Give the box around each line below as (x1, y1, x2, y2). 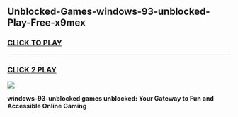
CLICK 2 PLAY (7, 65, 57, 74)
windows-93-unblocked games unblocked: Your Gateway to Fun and (7, 94, 215, 102)
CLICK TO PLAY (7, 38, 62, 48)
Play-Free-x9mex (7, 17, 86, 29)
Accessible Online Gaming (7, 101, 87, 110)
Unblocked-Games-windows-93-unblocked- (7, 6, 210, 18)
